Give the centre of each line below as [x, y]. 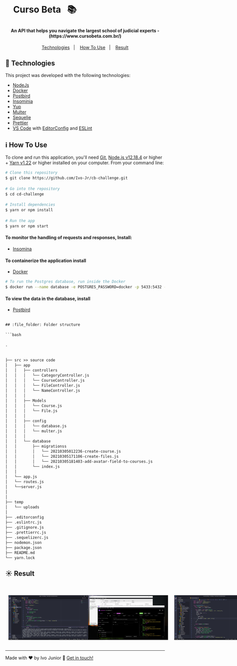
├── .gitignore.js [25, 528]
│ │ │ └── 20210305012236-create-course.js [63, 452]
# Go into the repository [32, 189]
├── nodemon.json [24, 543]
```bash [13, 335]
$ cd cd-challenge [25, 194]
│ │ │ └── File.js [31, 411]
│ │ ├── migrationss [36, 447]
